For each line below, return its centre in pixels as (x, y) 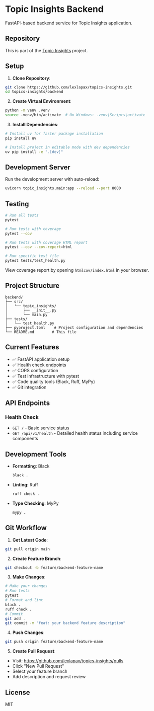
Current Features (32, 347)
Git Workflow (26, 528)
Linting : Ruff (25, 485)
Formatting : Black (31, 466)
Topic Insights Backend (54, 9)
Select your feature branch (40, 671)
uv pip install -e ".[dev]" (34, 152)
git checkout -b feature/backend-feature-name (54, 567)
